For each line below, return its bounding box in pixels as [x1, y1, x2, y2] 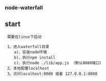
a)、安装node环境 [14, 49, 47, 55]
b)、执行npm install [14, 55, 56, 60]
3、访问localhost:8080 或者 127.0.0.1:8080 [7, 71, 98, 76]
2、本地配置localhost [7, 66, 50, 71]
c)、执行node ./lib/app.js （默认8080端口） [14, 60, 103, 65]
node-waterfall [5, 4, 43, 11]
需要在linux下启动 [7, 34, 42, 39]
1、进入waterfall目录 [7, 44, 50, 49]
